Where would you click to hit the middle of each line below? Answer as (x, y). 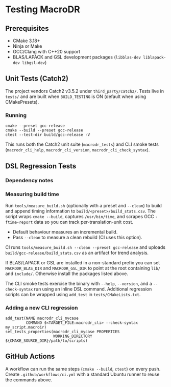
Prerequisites (27, 28)
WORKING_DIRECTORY (73, 336)
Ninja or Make (27, 46)
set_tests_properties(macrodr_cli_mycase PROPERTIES (63, 332)
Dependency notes (29, 181)
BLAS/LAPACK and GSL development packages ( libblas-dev (77, 57)
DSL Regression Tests (41, 166)
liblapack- (154, 57)
